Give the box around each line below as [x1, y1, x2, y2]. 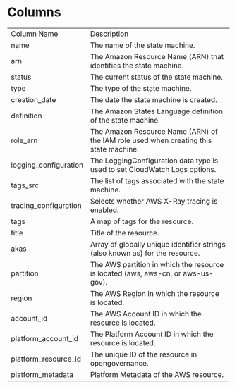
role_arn [11, 135, 38, 145]
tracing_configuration [11, 200, 83, 210]
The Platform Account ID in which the [90, 329, 214, 339]
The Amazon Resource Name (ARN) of [90, 126, 219, 136]
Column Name [11, 29, 59, 39]
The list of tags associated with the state [90, 175, 224, 185]
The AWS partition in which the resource [90, 259, 224, 269]
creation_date [11, 94, 56, 104]
